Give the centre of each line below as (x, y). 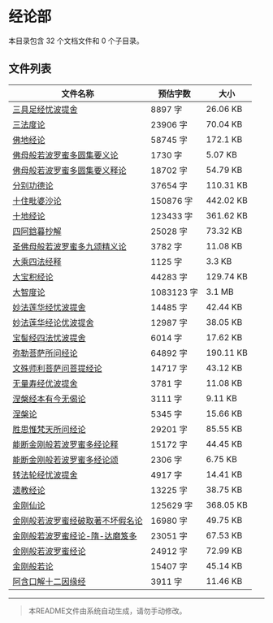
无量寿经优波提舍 (45, 383)
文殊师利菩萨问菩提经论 (58, 368)
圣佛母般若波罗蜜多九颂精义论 (70, 246)
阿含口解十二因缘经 (50, 582)
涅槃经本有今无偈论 (50, 399)
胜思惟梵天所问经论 (50, 429)
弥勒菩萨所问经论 (45, 353)
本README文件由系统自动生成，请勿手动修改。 (107, 611)
